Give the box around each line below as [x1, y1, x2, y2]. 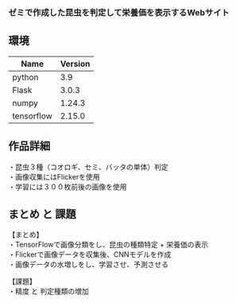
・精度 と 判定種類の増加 [8, 286, 89, 296]
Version [60, 58, 91, 69]
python [12, 72, 39, 83]
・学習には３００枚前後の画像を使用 [8, 181, 127, 192]
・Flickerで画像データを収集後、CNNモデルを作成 [8, 250, 172, 259]
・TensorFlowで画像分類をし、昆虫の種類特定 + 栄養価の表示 [8, 240, 209, 250]
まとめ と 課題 [8, 207, 76, 220]
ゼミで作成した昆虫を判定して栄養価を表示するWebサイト [8, 6, 230, 17]
